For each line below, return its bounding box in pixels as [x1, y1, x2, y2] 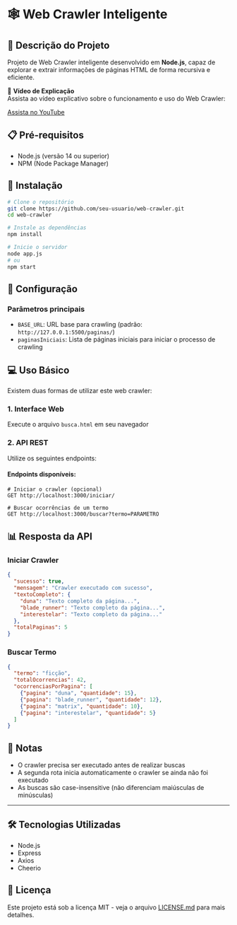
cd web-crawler [7, 211, 52, 219]
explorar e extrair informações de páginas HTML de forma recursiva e [7, 66, 210, 74]
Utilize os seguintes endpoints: [7, 454, 97, 462]
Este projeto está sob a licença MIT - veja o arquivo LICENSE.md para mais [7, 903, 226, 912]
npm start [7, 263, 37, 270]
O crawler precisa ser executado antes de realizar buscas [17, 761, 186, 769]
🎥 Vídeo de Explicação [7, 87, 75, 95]
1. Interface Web [7, 404, 65, 414]
